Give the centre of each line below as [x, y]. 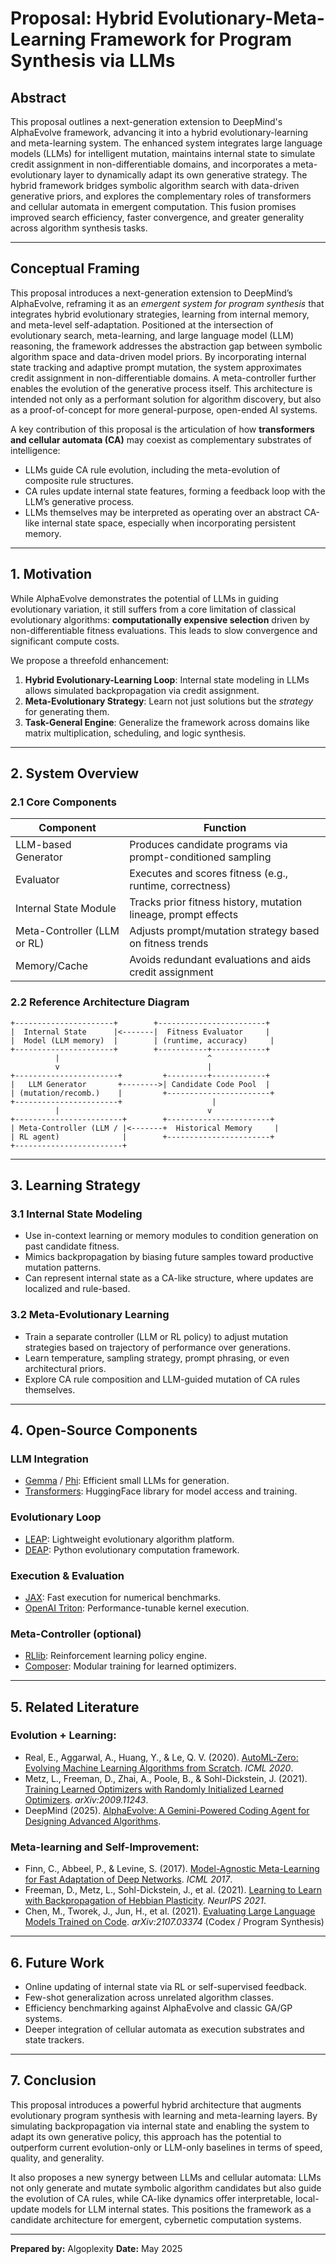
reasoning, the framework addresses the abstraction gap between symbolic [166, 346]
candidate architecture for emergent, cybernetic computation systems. [156, 2219]
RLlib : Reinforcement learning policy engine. [115, 1656]
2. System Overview [74, 773]
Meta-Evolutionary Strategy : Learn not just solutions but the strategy [169, 701]
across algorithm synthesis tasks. [79, 228]
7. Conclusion [53, 2080]
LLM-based [43, 845]
